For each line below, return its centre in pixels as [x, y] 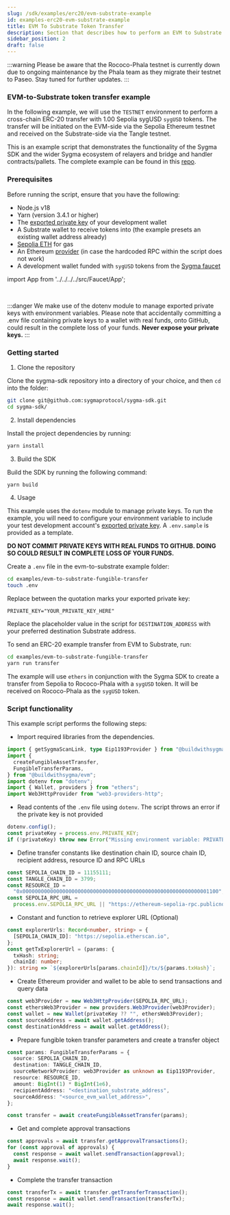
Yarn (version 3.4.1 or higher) [58, 215]
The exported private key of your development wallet [92, 222]
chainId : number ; [38, 962]
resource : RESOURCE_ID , [47, 1078]
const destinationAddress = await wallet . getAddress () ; [88, 1027]
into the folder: [28, 388]
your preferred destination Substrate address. [72, 631]
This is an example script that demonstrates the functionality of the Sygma [112, 147]
